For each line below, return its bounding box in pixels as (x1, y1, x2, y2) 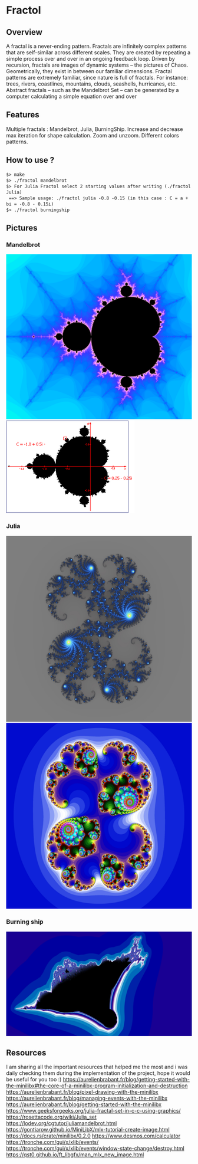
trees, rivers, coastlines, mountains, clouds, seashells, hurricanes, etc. (6, 80, 177, 87)
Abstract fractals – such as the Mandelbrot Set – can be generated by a (6, 87, 179, 93)
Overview (6, 27, 43, 37)
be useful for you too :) (6, 1076, 62, 1083)
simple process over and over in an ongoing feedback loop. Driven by (6, 55, 175, 62)
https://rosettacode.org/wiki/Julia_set (6, 1113, 97, 1121)
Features (6, 110, 39, 120)
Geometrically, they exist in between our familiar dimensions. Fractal (6, 68, 172, 74)
